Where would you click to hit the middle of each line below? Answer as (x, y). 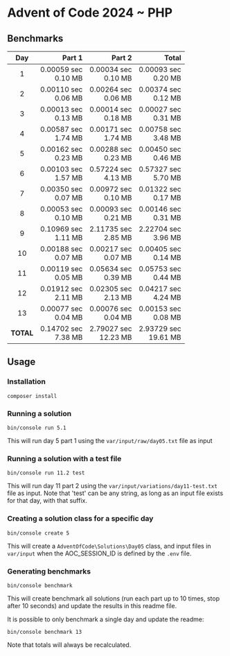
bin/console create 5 (38, 533)
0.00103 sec (62, 169)
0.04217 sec (160, 289)
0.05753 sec (160, 269)
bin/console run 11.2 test (46, 473)
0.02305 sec (111, 289)
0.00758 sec (160, 129)
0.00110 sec (62, 89)
